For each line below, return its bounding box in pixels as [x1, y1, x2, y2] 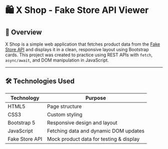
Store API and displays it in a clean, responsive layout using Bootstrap [5, 47, 149, 52]
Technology [10, 94, 39, 101]
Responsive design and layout [46, 119, 117, 126]
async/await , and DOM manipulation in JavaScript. [5, 57, 109, 63]
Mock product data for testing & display [46, 135, 140, 142]
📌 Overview [5, 28, 42, 36]
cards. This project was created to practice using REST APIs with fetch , [5, 52, 152, 58]
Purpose [85, 94, 106, 101]
